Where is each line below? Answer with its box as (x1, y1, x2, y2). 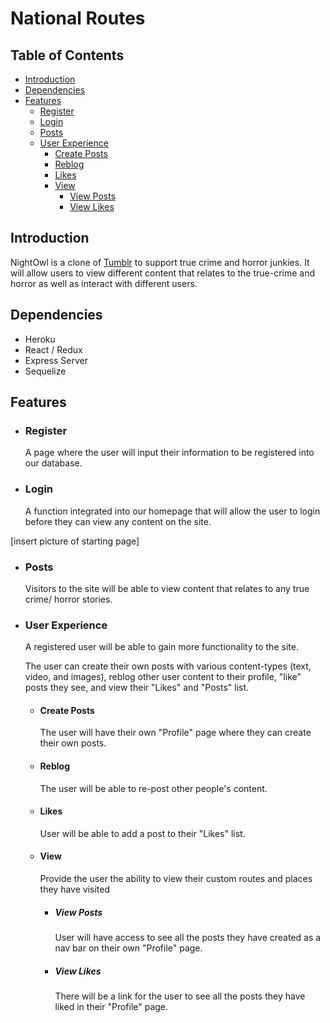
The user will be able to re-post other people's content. (39, 782, 268, 794)
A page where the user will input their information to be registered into (24, 447, 315, 459)
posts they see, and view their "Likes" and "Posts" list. (24, 682, 250, 694)
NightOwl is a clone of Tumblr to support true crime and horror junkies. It (10, 256, 310, 268)
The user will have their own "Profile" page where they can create (39, 727, 312, 739)
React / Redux (24, 343, 83, 356)
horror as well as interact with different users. (10, 277, 198, 289)
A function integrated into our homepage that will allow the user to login (24, 505, 321, 517)
